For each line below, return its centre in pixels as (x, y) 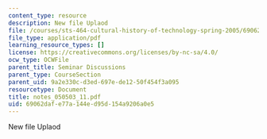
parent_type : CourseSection (55, 75)
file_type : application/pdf (55, 38)
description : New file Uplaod (58, 23)
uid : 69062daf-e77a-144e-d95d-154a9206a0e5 (81, 104)
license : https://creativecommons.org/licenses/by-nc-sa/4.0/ (113, 52)
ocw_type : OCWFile (39, 60)
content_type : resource (48, 15)
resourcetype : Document (48, 89)
